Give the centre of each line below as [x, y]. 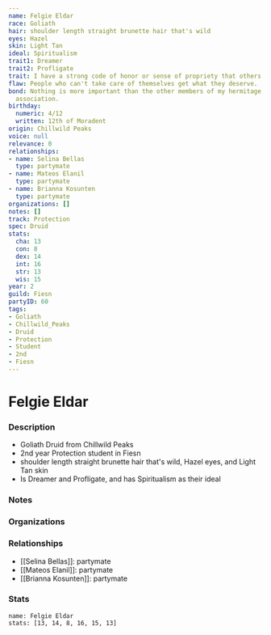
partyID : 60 [28, 302]
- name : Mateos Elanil [46, 174]
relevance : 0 [30, 144]
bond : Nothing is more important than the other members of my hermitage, [137, 91]
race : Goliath [32, 23]
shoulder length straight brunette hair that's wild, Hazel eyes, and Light [138, 462]
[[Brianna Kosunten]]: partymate [73, 578]
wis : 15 [29, 279]
